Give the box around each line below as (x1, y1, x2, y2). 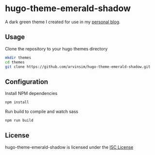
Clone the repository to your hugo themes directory (5, 46, 108, 51)
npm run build (5, 118, 34, 123)
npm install (5, 100, 29, 105)
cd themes (5, 60, 25, 64)
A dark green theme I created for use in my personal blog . (5, 19, 121, 25)
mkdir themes (5, 55, 31, 60)
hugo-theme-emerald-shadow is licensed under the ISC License (5, 144, 134, 150)
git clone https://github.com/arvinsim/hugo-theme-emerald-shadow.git (5, 64, 151, 69)
